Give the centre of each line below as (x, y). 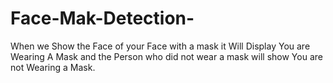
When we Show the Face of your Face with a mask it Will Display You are (160, 46)
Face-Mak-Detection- (102, 18)
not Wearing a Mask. (53, 67)
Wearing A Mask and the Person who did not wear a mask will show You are (166, 56)
